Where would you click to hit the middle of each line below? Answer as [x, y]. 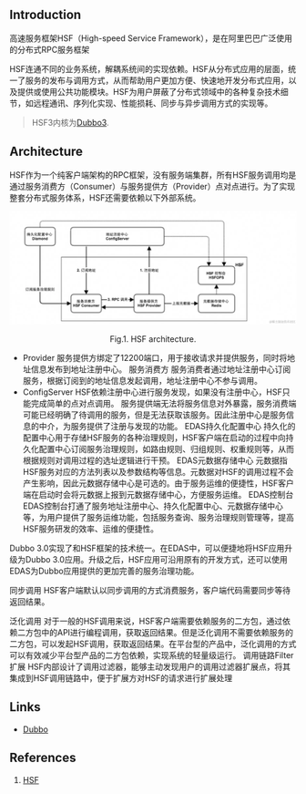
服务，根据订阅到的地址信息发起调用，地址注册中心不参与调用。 [142, 380]
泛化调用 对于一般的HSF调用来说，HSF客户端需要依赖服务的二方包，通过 [146, 621]
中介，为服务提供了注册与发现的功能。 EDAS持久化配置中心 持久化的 [167, 426]
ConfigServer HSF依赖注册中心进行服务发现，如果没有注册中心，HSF [152, 392]
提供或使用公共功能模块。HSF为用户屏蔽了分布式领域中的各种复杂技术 [148, 91]
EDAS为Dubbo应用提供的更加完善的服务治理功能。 [104, 571]
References [43, 758]
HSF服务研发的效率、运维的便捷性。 [91, 529]
